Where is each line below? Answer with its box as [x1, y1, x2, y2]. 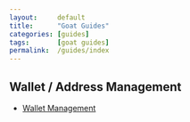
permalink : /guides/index [9, 46, 110, 55]
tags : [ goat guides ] [9, 37, 110, 47]
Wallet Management [21, 102, 96, 113]
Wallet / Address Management [9, 79, 182, 94]
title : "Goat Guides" [9, 21, 110, 30]
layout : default [9, 12, 87, 22]
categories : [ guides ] [9, 29, 90, 38]
